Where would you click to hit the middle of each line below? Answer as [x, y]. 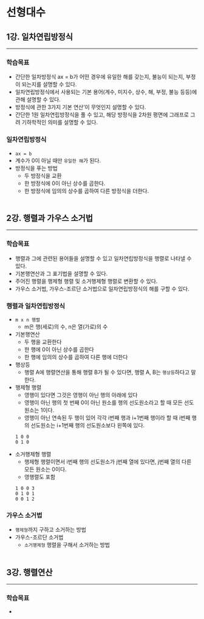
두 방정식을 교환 [43, 175]
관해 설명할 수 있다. [38, 100]
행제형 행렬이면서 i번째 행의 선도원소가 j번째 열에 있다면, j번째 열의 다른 [108, 462]
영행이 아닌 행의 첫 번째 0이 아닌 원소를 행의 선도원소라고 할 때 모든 [104, 402]
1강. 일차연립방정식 [39, 37]
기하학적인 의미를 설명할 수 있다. [60, 123]
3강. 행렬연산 [29, 572]
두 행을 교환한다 [43, 342]
